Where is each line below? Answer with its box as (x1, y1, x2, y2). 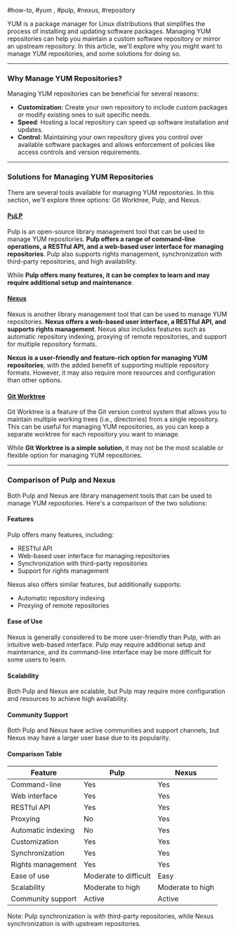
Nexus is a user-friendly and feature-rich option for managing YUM (7, 354, 208, 361)
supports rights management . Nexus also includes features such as (7, 325, 206, 333)
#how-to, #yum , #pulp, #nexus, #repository (7, 6, 136, 14)
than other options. (7, 376, 63, 384)
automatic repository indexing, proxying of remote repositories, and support (7, 333, 227, 340)
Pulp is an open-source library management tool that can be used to (7, 227, 205, 236)
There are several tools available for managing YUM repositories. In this (7, 188, 214, 196)
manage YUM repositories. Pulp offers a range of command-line (7, 235, 196, 243)
